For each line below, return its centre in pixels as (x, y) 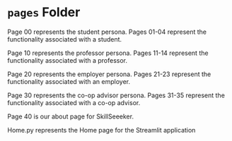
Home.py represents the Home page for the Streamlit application (101, 130)
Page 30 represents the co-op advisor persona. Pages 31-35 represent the (116, 95)
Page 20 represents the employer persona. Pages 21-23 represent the (109, 74)
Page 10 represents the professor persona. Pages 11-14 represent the (108, 53)
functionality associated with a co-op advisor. (74, 102)
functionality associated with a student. (65, 39)
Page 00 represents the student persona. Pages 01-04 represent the (107, 32)
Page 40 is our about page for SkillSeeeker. (71, 116)
